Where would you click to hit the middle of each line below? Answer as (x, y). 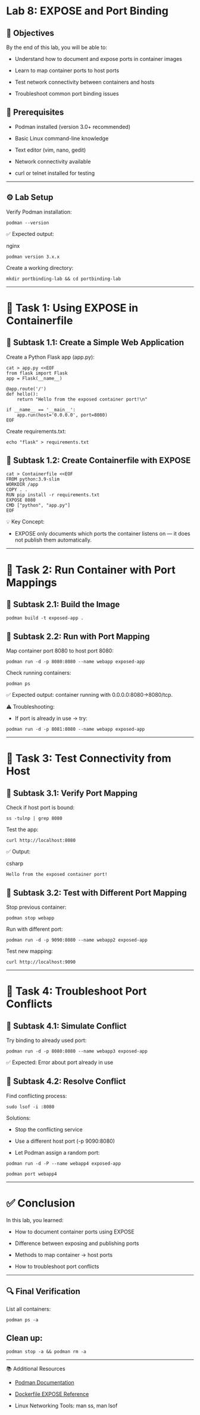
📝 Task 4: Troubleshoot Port (76, 991)
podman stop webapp (30, 918)
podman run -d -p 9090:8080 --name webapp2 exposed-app (77, 940)
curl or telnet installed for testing (55, 173)
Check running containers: (39, 673)
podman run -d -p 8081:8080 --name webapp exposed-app (76, 730)
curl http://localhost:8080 (41, 841)
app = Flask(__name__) (34, 378)
